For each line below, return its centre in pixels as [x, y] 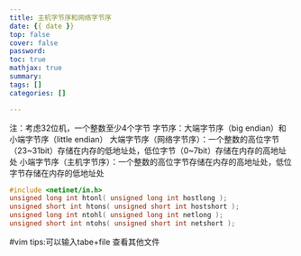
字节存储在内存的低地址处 [57, 173]
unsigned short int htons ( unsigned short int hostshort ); [125, 207]
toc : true [28, 59]
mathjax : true [36, 69]
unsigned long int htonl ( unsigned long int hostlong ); [119, 198]
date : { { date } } [42, 26]
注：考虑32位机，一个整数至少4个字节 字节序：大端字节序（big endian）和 [148, 128]
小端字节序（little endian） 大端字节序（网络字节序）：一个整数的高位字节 [144, 139]
